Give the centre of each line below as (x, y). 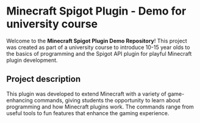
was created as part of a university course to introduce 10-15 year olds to (98, 47)
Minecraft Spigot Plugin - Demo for (96, 11)
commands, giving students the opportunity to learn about (108, 100)
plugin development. (32, 60)
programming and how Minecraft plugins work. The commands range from (100, 107)
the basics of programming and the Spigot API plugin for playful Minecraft (99, 53)
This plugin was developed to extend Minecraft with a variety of (86, 94)
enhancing (20, 100)
